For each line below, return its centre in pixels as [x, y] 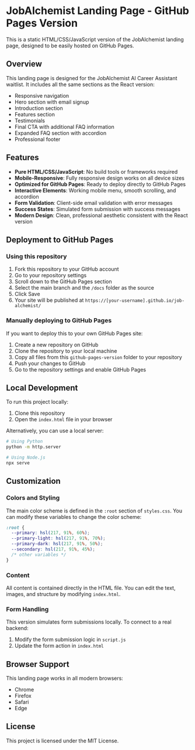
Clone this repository [40, 413]
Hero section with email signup [52, 102]
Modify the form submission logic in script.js [70, 639]
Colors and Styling [33, 498]
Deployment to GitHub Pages [60, 240]
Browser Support [38, 664]
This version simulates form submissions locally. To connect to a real [89, 622]
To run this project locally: [37, 402]
